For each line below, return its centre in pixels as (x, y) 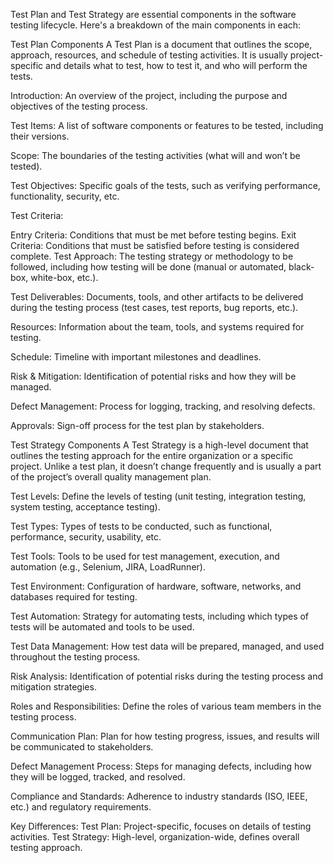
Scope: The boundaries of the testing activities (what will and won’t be (155, 155)
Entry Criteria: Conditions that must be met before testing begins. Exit (153, 235)
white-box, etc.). (64, 277)
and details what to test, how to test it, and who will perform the (176, 65)
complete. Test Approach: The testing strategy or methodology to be (152, 256)
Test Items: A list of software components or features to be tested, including (167, 125)
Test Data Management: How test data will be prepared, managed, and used (167, 646)
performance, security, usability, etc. (86, 537)
